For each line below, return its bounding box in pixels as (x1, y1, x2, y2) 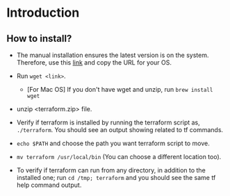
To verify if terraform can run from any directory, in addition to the (16, 166, 206, 174)
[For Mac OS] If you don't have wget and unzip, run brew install (26, 85, 213, 93)
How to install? (6, 33, 72, 44)
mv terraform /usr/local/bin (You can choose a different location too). (16, 153, 222, 161)
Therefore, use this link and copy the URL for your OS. (16, 58, 172, 67)
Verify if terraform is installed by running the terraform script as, (16, 118, 200, 126)
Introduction (6, 5, 80, 21)
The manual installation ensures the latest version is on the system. (16, 51, 209, 59)
